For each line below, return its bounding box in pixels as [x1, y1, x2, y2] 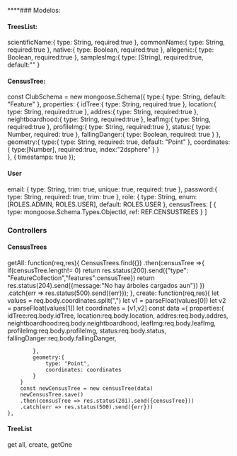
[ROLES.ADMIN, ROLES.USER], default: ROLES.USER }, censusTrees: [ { [7, 200, 217, 208]
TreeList [7, 425, 33, 433]
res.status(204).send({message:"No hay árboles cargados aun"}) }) [7, 281, 205, 289]
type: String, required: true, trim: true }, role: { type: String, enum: [7, 192, 197, 201]
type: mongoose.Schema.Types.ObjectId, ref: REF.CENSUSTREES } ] [7, 207, 207, 216]
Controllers [7, 225, 47, 235]
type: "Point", [45, 360, 91, 367]
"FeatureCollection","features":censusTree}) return [7, 273, 156, 282]
